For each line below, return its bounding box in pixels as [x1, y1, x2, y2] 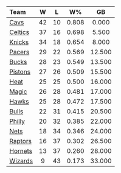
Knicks [9, 38, 29, 46]
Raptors [9, 137, 32, 145]
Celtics [9, 28, 29, 36]
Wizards [9, 157, 33, 165]
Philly [9, 117, 26, 125]
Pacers [9, 48, 30, 56]
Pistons [9, 68, 31, 76]
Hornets [9, 147, 33, 155]
